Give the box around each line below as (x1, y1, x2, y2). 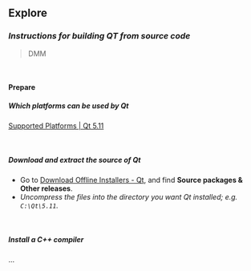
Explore (8, 6, 48, 20)
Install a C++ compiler (8, 234, 84, 244)
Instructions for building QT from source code (8, 30, 191, 42)
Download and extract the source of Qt (8, 155, 141, 164)
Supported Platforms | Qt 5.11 (8, 121, 104, 131)
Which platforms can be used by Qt (8, 100, 129, 111)
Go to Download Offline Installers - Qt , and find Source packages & (19, 176, 243, 185)
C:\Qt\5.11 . (19, 200, 59, 211)
